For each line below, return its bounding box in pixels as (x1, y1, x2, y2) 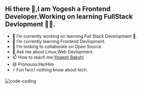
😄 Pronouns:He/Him (12, 61, 54, 67)
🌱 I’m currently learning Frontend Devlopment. (12, 38, 106, 44)
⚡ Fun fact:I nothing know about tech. (12, 67, 88, 72)
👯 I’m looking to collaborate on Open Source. (12, 44, 103, 49)
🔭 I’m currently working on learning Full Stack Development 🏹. (12, 33, 137, 39)
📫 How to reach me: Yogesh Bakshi (12, 54, 84, 60)
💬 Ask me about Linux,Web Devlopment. (12, 48, 94, 54)
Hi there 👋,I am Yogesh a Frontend (5, 5, 111, 13)
